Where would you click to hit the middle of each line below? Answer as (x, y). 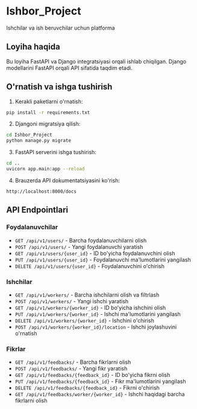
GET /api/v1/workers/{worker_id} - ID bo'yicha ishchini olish (90, 308)
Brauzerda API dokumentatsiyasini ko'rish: (67, 180)
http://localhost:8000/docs (42, 192)
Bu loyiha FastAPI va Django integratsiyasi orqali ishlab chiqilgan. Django (96, 61)
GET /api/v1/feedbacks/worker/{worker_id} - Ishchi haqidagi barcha (100, 395)
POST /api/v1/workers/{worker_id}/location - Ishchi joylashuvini (96, 327)
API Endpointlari (37, 210)
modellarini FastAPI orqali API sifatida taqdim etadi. (70, 68)
